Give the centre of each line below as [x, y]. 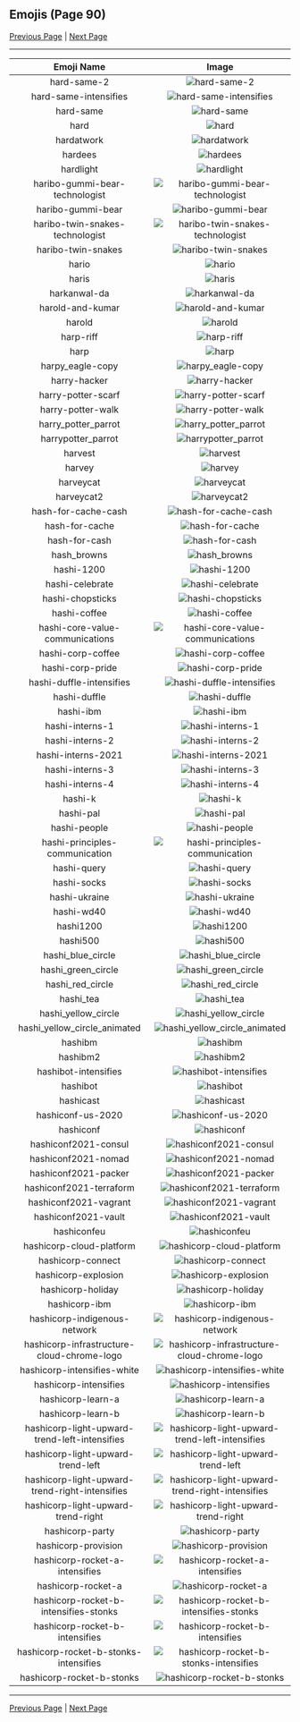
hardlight [79, 169]
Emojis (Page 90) [58, 15]
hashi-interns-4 [79, 784]
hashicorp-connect [79, 1260]
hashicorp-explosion [79, 1275]
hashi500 [79, 940]
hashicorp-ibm [79, 1303]
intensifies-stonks [79, 1611]
